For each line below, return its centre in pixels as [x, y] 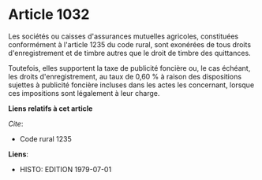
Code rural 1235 [46, 138]
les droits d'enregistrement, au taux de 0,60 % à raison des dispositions [125, 76]
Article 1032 [49, 15]
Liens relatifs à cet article [51, 108]
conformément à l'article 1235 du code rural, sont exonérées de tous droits [129, 44]
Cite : [16, 123]
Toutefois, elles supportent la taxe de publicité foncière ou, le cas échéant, [129, 68]
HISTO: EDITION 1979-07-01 [65, 169]
